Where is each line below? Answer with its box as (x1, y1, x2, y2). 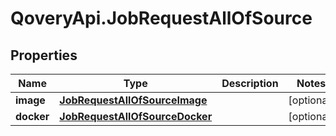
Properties (10, 47, 78, 64)
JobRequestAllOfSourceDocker (59, 110, 213, 123)
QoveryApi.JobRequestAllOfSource (10, 7, 313, 30)
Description (221, 77, 279, 90)
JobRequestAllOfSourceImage (59, 93, 208, 107)
